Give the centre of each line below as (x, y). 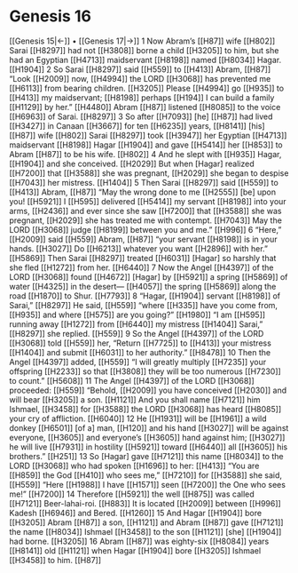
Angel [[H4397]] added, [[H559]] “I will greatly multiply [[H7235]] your (138, 362)
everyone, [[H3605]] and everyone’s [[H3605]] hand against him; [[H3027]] (147, 437)
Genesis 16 (50, 16)
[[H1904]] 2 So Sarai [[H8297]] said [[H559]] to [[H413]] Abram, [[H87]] (140, 69)
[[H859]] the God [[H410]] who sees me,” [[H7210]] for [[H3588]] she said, (145, 475)
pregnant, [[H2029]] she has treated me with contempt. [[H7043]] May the (145, 220)
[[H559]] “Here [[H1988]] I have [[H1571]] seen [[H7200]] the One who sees (148, 484)
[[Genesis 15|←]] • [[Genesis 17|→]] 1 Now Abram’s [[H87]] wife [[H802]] (142, 41)
